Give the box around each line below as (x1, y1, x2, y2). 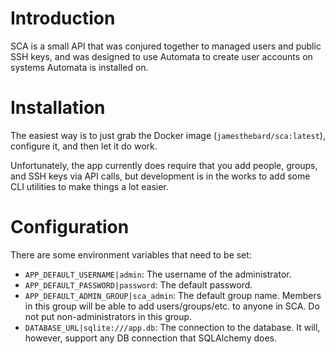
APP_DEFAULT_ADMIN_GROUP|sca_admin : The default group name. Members (24, 289, 322, 301)
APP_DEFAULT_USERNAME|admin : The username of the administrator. (24, 268, 292, 280)
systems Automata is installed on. (10, 61, 149, 73)
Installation (10, 97, 106, 119)
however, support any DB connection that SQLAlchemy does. (24, 332, 277, 344)
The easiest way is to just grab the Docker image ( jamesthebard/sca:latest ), (10, 129, 326, 141)
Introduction (10, 7, 116, 30)
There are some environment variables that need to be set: (10, 248, 252, 261)
